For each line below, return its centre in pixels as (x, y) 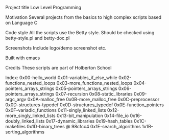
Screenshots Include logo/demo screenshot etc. (56, 48)
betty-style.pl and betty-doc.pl (38, 38)
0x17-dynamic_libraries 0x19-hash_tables (89, 121)
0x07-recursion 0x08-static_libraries (94, 94)
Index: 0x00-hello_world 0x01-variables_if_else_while (61, 78)
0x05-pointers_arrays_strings (86, 88)
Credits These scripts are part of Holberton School (58, 68)
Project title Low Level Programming (43, 7)
